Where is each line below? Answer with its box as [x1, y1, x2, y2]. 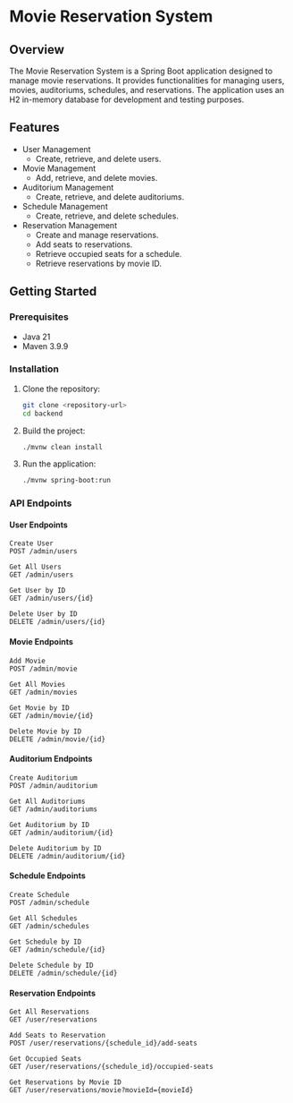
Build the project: [21, 425, 86, 436]
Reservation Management [21, 219, 118, 230]
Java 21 [21, 331, 51, 342]
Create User [9, 539, 54, 548]
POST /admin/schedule [9, 898, 90, 908]
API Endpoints [9, 497, 72, 509]
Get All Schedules [9, 914, 78, 923]
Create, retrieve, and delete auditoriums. [35, 191, 185, 202]
